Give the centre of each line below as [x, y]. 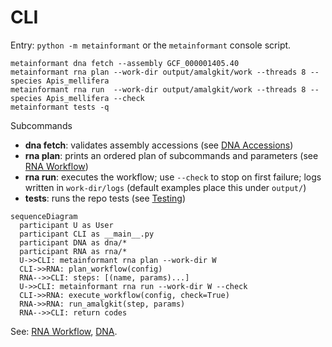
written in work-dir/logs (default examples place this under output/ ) [165, 187]
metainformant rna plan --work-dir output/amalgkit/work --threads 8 [158, 72]
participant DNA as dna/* [73, 242]
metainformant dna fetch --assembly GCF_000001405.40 [125, 63]
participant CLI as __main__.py [87, 234]
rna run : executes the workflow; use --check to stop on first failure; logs [173, 177]
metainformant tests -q [60, 107]
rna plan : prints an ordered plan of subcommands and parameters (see [171, 155]
